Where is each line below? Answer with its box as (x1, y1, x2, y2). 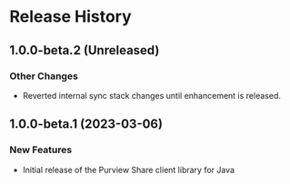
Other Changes (9, 70, 79, 82)
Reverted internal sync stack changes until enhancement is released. (22, 90, 282, 101)
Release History (9, 6, 132, 27)
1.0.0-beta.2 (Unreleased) (9, 43, 160, 58)
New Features (9, 143, 73, 156)
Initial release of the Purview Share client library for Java (22, 164, 235, 175)
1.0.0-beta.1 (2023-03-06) (9, 116, 164, 132)
